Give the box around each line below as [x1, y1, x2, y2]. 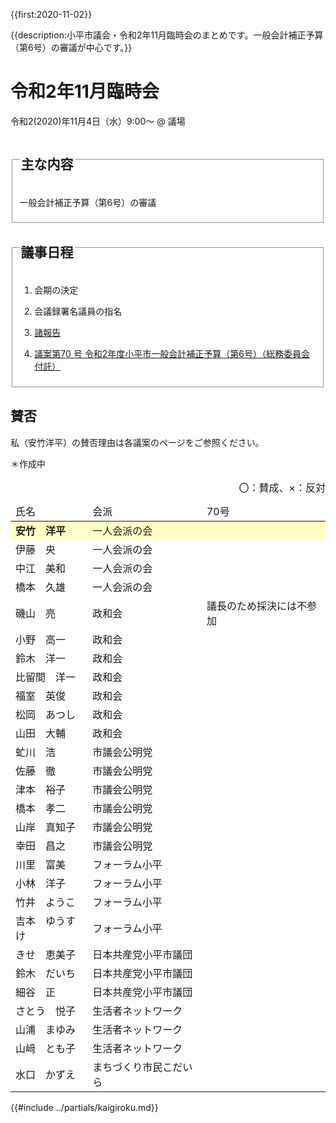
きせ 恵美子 [15, 947, 77, 961]
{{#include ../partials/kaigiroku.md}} [10, 1101, 159, 1113]
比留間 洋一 [15, 670, 77, 684]
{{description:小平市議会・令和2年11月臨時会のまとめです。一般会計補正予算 [10, 29, 324, 41]
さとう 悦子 [15, 1004, 77, 1018]
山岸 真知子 [15, 820, 77, 834]
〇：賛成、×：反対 [238, 480, 326, 494]
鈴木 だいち [15, 966, 77, 980]
